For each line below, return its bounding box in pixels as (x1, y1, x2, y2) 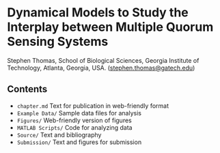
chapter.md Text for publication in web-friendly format (16, 101, 169, 110)
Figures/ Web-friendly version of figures (16, 116, 132, 124)
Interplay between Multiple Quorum (7, 19, 214, 35)
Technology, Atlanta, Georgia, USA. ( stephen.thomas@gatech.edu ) (7, 64, 195, 72)
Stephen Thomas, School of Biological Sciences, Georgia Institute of (7, 56, 200, 64)
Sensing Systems (7, 34, 109, 49)
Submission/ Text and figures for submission (16, 138, 142, 146)
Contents (7, 83, 48, 95)
